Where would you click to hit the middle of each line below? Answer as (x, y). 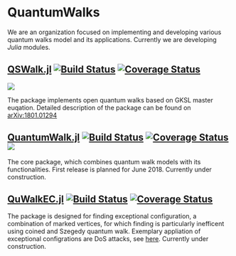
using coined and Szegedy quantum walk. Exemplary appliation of (104, 231)
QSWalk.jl (29, 69)
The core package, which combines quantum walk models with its (104, 161)
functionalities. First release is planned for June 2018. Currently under (109, 169)
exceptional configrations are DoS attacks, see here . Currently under (108, 239)
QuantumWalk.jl (44, 138)
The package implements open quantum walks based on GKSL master (110, 100)
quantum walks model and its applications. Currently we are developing (112, 39)
